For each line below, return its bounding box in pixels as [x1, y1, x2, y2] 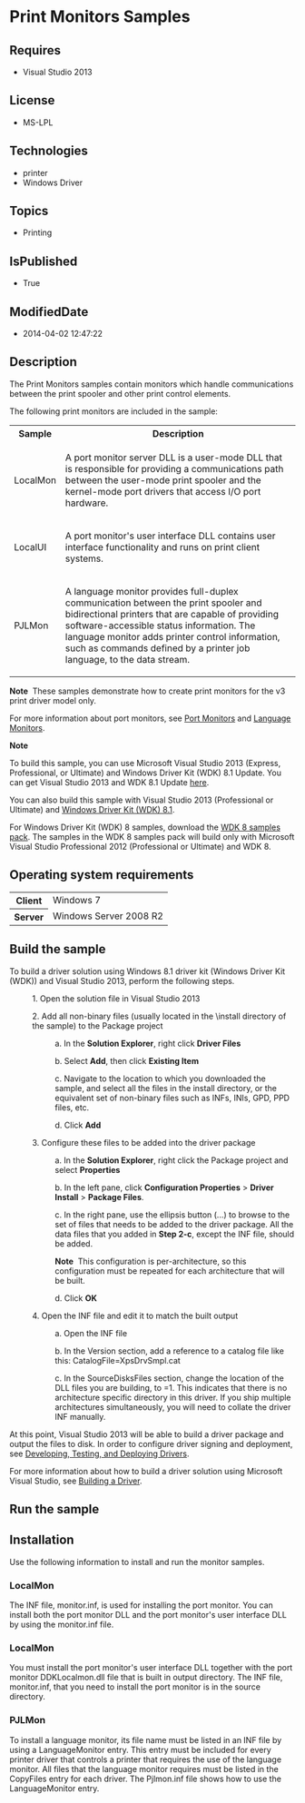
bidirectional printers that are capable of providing [64, 607, 280, 620]
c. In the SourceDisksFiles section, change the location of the [54, 1373, 284, 1384]
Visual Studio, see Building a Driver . [9, 1475, 143, 1486]
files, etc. [54, 1101, 90, 1113]
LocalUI [14, 540, 47, 553]
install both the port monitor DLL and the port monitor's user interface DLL [9, 1610, 288, 1620]
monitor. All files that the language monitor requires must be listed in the [9, 1763, 279, 1774]
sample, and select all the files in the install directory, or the [54, 1082, 278, 1093]
